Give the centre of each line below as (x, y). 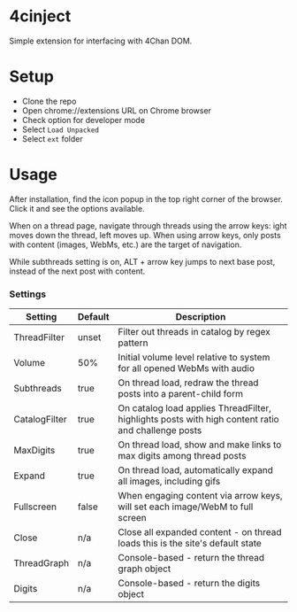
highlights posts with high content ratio (199, 420)
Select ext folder (52, 138)
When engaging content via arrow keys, (200, 496)
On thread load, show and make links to (200, 445)
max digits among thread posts (182, 456)
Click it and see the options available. (77, 208)
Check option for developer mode (84, 120)
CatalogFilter (41, 420)
